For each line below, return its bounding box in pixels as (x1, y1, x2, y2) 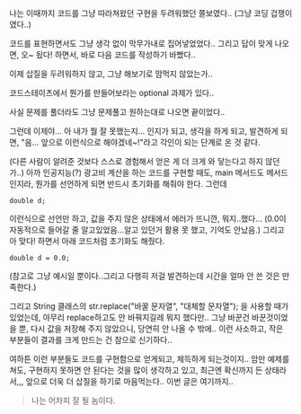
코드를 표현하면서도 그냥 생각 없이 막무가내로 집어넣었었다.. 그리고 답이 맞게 (9, 39, 273, 48)
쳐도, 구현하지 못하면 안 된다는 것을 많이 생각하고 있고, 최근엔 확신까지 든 (9, 365, 263, 375)
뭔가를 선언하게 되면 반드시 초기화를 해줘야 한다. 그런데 (35, 179, 227, 189)
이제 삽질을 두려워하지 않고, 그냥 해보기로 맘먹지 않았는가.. (9, 68, 213, 79)
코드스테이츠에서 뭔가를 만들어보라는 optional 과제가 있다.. (9, 88, 214, 98)
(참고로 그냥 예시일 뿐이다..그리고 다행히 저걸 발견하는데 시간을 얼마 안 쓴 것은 (9, 270, 280, 281)
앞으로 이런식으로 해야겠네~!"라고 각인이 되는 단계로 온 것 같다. (40, 137, 261, 147)
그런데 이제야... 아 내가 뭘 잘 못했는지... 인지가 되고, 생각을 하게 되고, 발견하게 (9, 126, 279, 137)
